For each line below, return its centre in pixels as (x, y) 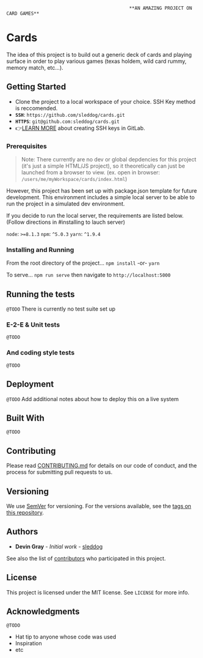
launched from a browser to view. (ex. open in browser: (91, 172)
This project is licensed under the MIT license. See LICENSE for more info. (98, 592)
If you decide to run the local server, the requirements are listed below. (95, 216)
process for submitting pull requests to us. (59, 472)
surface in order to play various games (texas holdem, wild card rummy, (97, 61)
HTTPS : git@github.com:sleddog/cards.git (67, 121)
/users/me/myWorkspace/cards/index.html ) (74, 179)
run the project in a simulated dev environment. (66, 204)
